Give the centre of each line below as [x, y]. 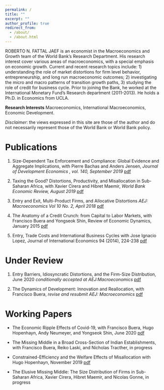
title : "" [15, 14]
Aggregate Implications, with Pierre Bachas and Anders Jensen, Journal [85, 166]
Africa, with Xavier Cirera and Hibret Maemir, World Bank [88, 186]
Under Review [34, 260]
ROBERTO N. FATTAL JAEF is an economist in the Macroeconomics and [77, 51]
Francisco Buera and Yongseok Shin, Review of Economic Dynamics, [82, 221]
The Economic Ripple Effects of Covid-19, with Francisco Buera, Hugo [83, 328]
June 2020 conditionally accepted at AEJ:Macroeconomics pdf [77, 279]
